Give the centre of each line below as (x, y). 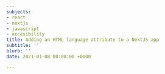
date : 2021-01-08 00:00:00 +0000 (49, 57)
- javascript (23, 29)
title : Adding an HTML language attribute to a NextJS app (83, 40)
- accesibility (26, 34)
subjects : (19, 12)
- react (16, 17)
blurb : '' (19, 51)
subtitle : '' (23, 46)
